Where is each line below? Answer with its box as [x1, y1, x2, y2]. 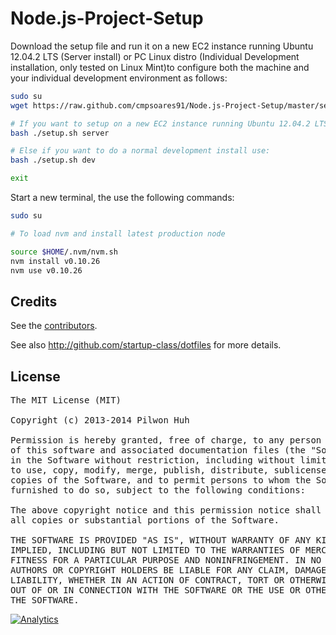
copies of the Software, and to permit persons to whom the [10, 475, 312, 486]
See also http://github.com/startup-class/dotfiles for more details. [10, 339, 282, 351]
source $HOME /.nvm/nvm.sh [10, 247, 118, 257]
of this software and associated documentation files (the [10, 445, 307, 456]
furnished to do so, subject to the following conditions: [10, 485, 307, 496]
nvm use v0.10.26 [10, 265, 83, 276]
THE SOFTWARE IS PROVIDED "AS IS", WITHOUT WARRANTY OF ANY [10, 535, 312, 546]
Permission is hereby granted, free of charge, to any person [10, 435, 322, 446]
